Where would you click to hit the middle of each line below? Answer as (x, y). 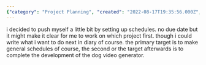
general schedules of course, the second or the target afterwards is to (95, 49)
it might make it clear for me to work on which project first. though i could (99, 36)
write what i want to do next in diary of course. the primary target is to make (102, 42)
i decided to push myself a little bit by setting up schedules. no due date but (102, 29)
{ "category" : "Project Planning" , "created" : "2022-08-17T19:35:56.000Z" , (104, 12)
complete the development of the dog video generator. (75, 55)
